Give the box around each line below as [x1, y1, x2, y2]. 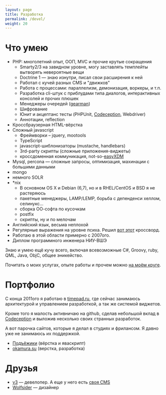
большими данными [12, 164, 55, 170]
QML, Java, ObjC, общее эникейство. [5, 252, 83, 258]
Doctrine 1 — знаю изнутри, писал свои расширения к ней [19, 75, 143, 81]
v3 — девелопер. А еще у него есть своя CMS [12, 379, 111, 385]
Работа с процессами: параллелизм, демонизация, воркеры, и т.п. [19, 85, 162, 91]
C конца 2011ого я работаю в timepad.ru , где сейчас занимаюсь [5, 296, 140, 302]
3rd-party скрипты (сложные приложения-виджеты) [19, 148, 131, 154]
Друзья [5, 363, 38, 374]
